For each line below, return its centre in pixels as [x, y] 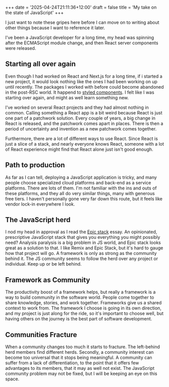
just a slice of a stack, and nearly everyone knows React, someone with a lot [85, 144]
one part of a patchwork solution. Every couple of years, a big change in [80, 118]
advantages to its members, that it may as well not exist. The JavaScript [80, 368]
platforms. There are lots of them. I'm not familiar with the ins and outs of [81, 188]
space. [12, 379]
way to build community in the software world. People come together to [80, 297]
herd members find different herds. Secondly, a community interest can [79, 352]
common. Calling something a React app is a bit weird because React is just [84, 112]
